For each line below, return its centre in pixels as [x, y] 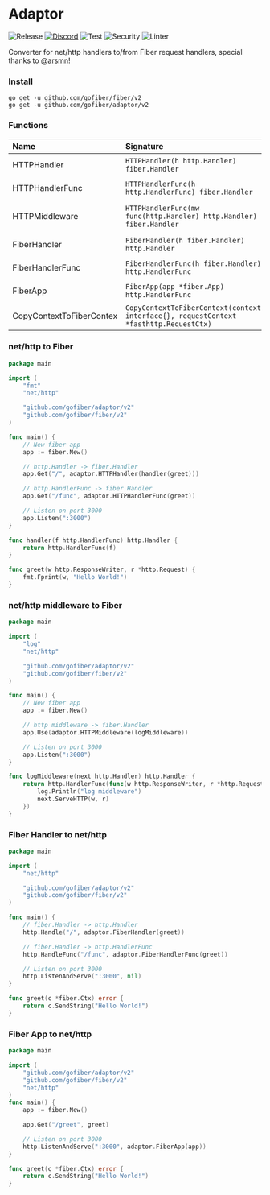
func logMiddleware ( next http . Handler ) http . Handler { [102, 777]
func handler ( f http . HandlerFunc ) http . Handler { [93, 540]
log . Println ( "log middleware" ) [90, 792]
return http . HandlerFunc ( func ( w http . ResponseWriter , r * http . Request [143, 784]
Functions [28, 126]
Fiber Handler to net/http [57, 834]
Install [21, 81]
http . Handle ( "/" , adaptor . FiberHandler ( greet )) [104, 932]
